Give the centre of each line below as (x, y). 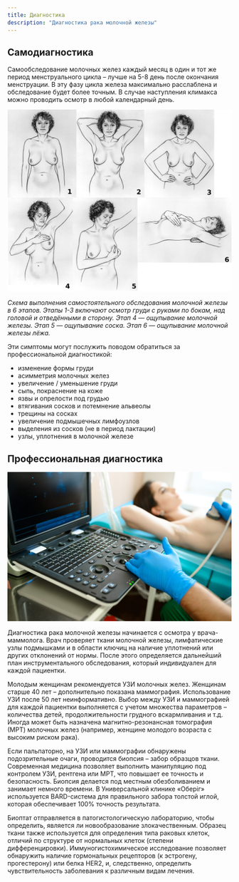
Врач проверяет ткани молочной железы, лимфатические (134, 640)
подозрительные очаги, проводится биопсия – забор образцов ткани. (113, 759)
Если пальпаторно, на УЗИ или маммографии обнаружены (97, 751)
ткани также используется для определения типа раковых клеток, (108, 833)
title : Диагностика (36, 15)
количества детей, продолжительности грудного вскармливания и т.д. (115, 715)
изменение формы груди (55, 368)
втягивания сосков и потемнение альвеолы (84, 406)
